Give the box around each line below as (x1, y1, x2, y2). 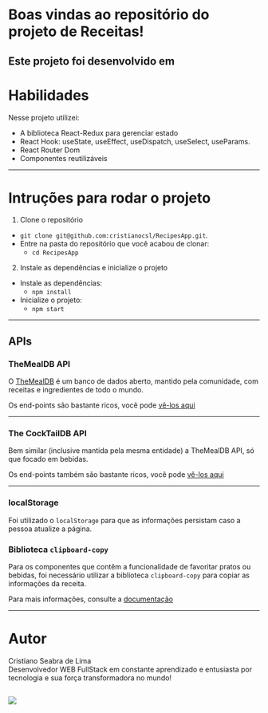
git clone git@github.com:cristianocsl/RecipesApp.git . (19, 230, 209, 240)
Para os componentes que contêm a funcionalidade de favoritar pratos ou (8, 562, 251, 572)
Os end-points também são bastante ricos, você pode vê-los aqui (8, 470, 225, 479)
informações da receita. (8, 579, 86, 589)
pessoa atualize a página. (8, 524, 93, 534)
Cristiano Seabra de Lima (8, 656, 92, 665)
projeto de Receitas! (8, 22, 144, 41)
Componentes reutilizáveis (19, 153, 108, 163)
